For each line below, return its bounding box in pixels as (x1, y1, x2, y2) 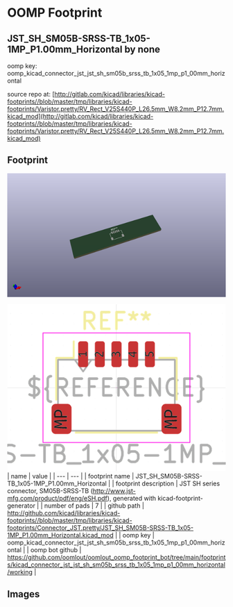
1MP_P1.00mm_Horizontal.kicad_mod (7, 531, 114, 540)
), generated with (107, 494, 156, 503)
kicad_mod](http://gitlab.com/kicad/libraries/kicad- (7, 113, 154, 120)
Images (7, 588, 40, 600)
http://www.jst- (92, 487, 137, 495)
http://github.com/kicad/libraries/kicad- (7, 509, 121, 517)
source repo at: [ (7, 90, 55, 98)
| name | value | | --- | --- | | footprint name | (7, 472, 135, 481)
